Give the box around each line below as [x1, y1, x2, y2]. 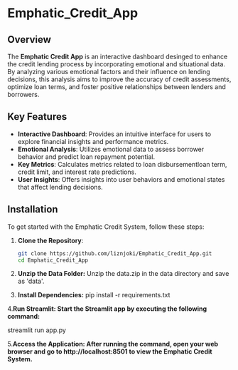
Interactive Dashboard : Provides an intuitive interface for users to [17, 130, 212, 138]
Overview [7, 34, 52, 46]
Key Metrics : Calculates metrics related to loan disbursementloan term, [17, 160, 227, 168]
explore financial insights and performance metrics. [17, 137, 169, 145]
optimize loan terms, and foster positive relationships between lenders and [7, 83, 226, 91]
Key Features [7, 111, 67, 123]
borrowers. [7, 91, 40, 98]
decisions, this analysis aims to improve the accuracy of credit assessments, [7, 75, 232, 83]
